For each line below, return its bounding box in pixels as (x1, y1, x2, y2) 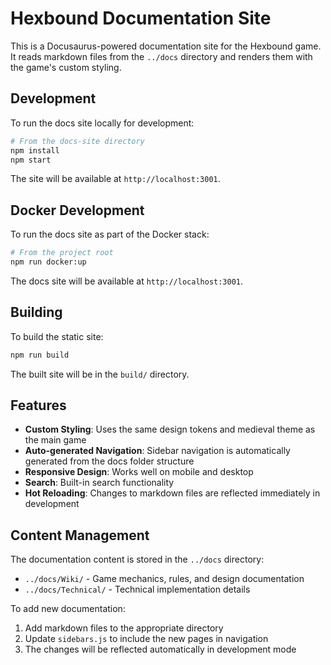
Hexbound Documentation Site (10, 7, 272, 30)
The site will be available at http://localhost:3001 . (10, 173, 221, 185)
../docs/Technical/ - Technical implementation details (24, 583, 251, 596)
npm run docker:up (10, 257, 87, 267)
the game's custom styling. (10, 61, 122, 73)
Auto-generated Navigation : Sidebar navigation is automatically (24, 445, 291, 457)
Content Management (10, 527, 150, 544)
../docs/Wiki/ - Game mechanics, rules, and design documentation (24, 573, 305, 585)
